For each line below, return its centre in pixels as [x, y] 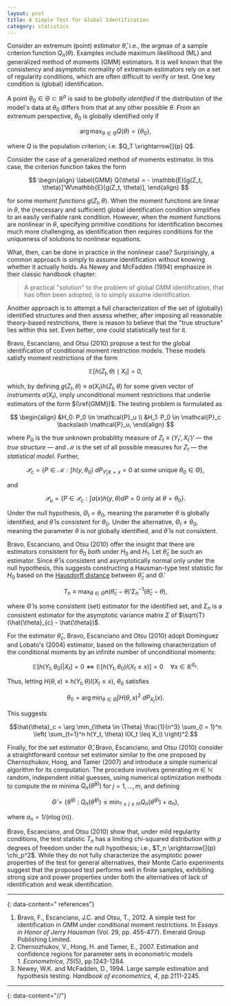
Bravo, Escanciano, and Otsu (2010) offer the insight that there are [101, 544]
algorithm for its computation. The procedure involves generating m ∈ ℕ [110, 770]
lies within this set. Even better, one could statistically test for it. [97, 330]
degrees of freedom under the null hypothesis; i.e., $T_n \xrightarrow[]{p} [112, 848]
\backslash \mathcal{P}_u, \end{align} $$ [115, 425]
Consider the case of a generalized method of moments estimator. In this [110, 159]
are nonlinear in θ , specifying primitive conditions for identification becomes [115, 224]
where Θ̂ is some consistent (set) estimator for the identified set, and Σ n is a [114, 607]
